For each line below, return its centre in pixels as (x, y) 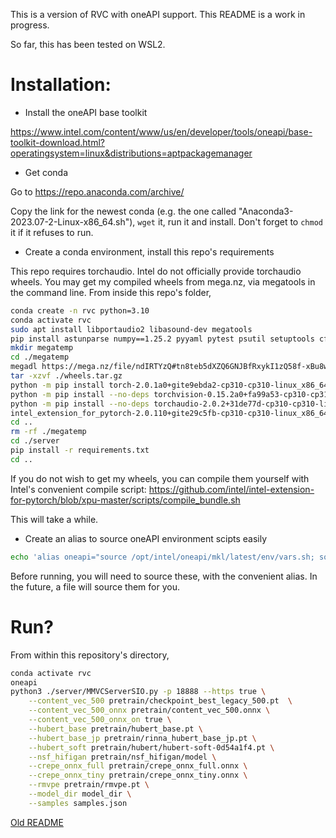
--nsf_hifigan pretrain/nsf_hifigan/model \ (122, 757)
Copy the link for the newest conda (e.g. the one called (123, 211)
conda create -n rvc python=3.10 (80, 310)
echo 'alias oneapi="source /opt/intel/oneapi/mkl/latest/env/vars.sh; (162, 557)
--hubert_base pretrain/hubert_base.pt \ (115, 729)
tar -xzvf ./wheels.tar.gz (66, 376)
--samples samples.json (78, 803)
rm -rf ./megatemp (48, 432)
